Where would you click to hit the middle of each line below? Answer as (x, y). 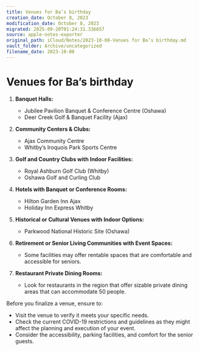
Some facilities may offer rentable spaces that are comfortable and (108, 255)
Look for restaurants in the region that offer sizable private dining (106, 285)
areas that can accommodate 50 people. (75, 291)
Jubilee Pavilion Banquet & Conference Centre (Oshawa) (95, 110)
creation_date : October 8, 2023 (47, 18)
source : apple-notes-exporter (45, 35)
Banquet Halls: (34, 99)
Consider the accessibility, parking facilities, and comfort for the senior (104, 335)
